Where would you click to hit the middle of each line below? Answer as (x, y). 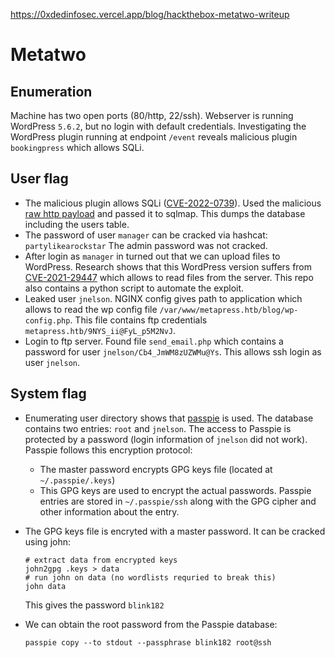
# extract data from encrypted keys (101, 560)
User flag (39, 179)
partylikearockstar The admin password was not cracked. (146, 245)
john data (45, 586)
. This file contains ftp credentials (138, 320)
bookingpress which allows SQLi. (77, 147)
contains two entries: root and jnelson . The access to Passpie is (158, 428)
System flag (48, 394)
